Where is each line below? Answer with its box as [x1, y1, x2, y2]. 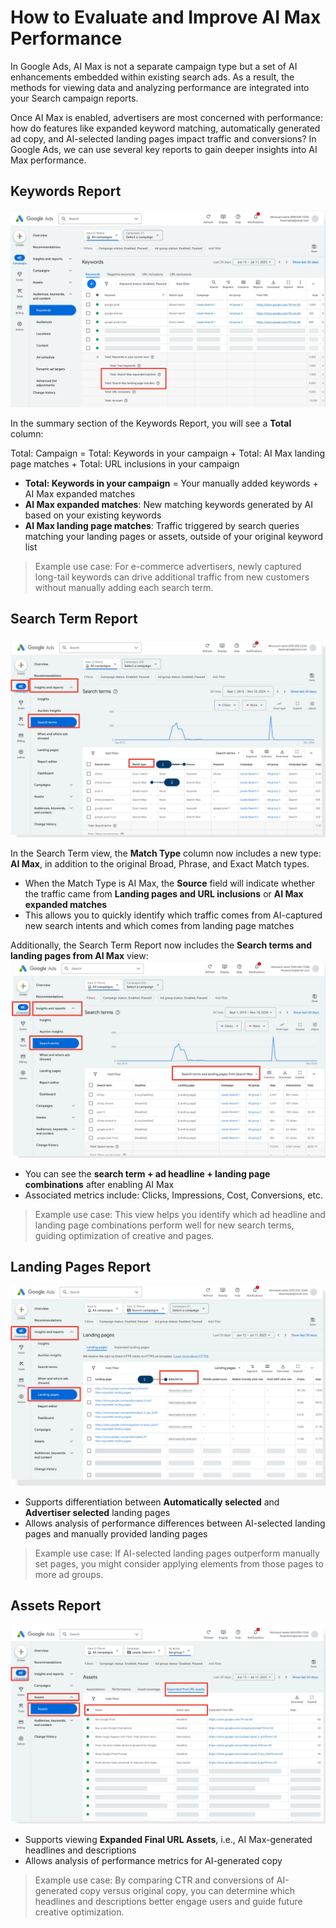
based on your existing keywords [24, 509, 162, 521]
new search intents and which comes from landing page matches [24, 919, 295, 931]
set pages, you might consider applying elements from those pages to [34, 1557, 324, 1570]
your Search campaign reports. [10, 92, 139, 104]
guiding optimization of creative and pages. [34, 1229, 215, 1241]
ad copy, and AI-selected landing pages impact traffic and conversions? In [10, 132, 317, 145]
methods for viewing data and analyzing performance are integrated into [10, 81, 310, 93]
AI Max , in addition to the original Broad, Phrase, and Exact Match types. [10, 857, 310, 870]
